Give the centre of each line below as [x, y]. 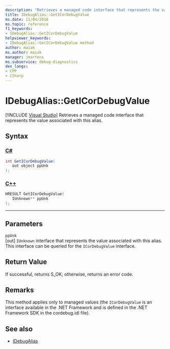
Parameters [24, 224]
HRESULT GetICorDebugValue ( [35, 194]
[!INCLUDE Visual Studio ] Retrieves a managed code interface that [75, 115]
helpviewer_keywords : [28, 38]
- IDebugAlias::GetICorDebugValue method [50, 43]
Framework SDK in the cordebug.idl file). [48, 313]
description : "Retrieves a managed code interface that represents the [82, 10]
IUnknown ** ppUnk [30, 199]
